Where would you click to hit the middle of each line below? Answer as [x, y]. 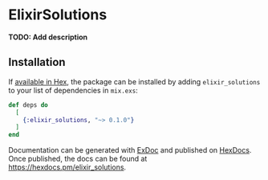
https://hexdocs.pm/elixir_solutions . [67, 167]
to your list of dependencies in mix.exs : [73, 90]
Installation [37, 62]
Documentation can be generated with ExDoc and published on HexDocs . [130, 150]
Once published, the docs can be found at [78, 159]
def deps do [28, 105]
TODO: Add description [48, 37]
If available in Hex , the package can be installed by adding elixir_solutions [134, 81]
